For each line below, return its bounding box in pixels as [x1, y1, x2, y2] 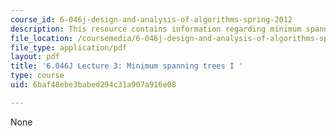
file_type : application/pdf [10, 42, 128, 53]
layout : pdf [10, 52, 60, 62]
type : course [10, 71, 65, 81]
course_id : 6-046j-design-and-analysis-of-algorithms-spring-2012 [10, 14, 293, 25]
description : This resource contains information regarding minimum [10, 24, 302, 34]
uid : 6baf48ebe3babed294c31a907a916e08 [10, 80, 177, 90]
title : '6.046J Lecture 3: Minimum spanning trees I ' [10, 61, 244, 71]
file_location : [10, 33, 74, 43]
